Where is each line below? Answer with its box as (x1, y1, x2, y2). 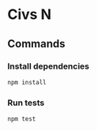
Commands (7, 37, 66, 51)
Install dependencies (7, 61, 90, 72)
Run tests (7, 97, 45, 108)
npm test (7, 115, 36, 123)
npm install (7, 78, 47, 86)
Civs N (7, 6, 52, 24)
